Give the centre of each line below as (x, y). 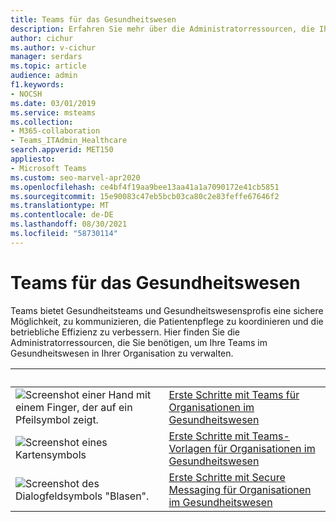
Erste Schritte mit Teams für (234, 394)
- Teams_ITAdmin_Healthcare (69, 141)
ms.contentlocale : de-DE (62, 215)
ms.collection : (42, 122)
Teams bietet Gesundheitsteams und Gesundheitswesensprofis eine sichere (167, 310)
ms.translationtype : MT (60, 206)
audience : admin (44, 76)
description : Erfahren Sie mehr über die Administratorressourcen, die (162, 29)
